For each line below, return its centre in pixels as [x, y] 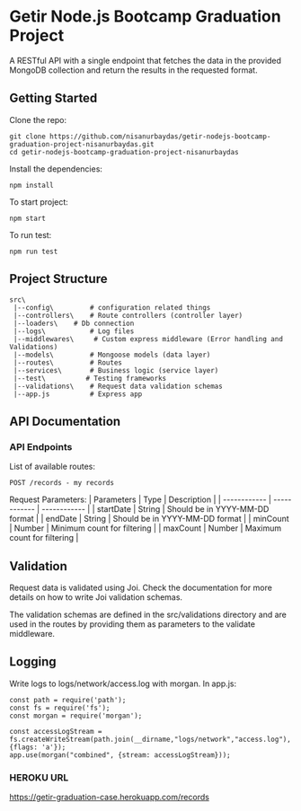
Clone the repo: [38, 119]
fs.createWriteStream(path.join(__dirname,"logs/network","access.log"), [150, 739]
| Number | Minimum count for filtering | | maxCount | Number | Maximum [146, 528]
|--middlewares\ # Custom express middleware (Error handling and [148, 339]
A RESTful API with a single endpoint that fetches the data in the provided [145, 60]
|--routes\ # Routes [68, 362]
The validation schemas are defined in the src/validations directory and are [148, 615]
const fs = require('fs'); [60, 708]
